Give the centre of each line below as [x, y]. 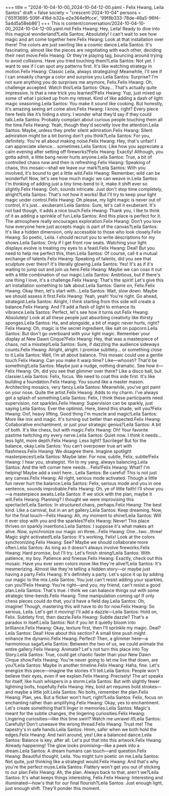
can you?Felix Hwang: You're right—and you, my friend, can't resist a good [83, 585]
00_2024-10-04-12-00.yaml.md [38, 29]
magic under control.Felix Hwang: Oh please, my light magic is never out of [83, 200]
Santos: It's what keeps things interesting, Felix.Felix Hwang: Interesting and [84, 778]
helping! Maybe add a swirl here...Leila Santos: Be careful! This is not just [81, 473]
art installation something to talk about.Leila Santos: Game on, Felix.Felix [80, 285]
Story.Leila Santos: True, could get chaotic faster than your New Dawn [78, 655]
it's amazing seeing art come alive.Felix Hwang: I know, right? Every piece [82, 109]
